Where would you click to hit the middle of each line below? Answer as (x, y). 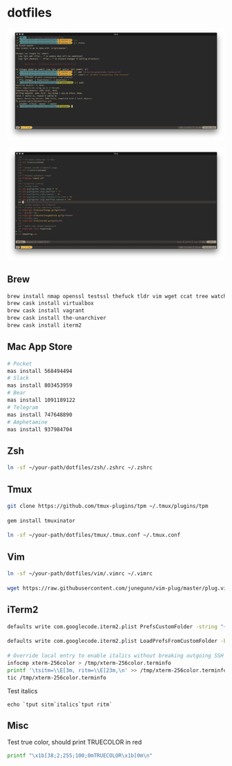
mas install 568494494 (40, 371)
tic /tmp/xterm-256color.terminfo (57, 677)
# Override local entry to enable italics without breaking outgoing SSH (116, 656)
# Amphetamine (28, 422)
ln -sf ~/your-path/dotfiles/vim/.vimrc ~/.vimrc (80, 574)
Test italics (22, 691)
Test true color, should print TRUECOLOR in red (75, 742)
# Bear (17, 393)
